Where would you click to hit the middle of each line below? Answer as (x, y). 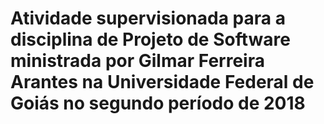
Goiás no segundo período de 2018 (158, 103)
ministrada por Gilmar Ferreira (137, 61)
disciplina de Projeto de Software (150, 39)
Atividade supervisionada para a (148, 18)
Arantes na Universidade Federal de (162, 82)
